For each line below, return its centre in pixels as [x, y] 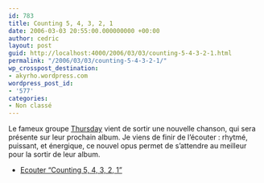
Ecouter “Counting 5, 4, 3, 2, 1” [71, 170]
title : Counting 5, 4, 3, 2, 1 [61, 23]
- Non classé [30, 106]
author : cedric [34, 38]
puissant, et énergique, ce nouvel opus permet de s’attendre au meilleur [128, 146]
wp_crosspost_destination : [54, 69]
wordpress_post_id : [41, 83]
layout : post [30, 46]
